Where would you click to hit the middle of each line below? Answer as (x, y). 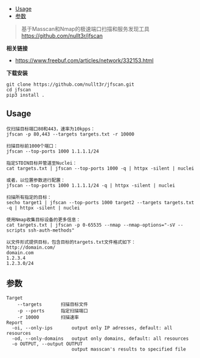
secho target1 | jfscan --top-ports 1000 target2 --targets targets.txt (100, 202)
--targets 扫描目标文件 (53, 304)
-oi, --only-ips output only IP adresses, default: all (92, 328)
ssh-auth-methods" (51, 230)
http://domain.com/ (31, 247)
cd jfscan (19, 90)
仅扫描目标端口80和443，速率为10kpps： (51, 129)
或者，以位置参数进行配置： (36, 180)
